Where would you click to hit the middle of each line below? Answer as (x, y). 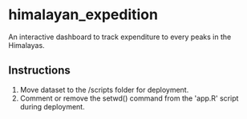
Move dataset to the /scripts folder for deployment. (104, 89)
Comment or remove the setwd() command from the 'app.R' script (129, 98)
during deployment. (53, 106)
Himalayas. (27, 45)
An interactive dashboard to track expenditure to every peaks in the (120, 37)
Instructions (39, 71)
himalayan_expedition (83, 15)
